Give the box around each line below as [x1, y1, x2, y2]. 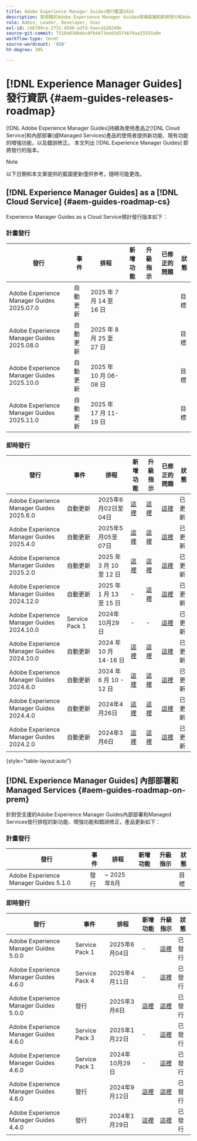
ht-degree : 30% [6, 47, 43, 53]
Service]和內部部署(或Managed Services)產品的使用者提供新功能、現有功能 [6, 131, 189, 138]
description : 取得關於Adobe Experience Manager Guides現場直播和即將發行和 [6, 14, 183, 20]
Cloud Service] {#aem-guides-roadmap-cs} [6, 197, 171, 207]
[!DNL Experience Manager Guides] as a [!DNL [6, 188, 178, 198]
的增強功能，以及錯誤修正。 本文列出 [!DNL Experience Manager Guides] [6, 139, 182, 146]
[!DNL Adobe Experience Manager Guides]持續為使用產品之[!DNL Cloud [6, 124, 180, 131]
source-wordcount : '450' [6, 42, 67, 48]
